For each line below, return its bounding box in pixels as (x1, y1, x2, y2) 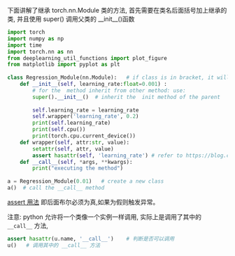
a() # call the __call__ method (7, 184, 105, 191)
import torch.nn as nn (7, 48, 73, 55)
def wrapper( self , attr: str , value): (20, 139, 130, 146)
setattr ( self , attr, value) (32, 145, 114, 152)
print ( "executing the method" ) (32, 165, 124, 172)
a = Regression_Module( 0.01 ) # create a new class (7, 178, 164, 185)
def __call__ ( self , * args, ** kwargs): (20, 158, 133, 165)
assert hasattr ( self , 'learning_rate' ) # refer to (32, 152, 183, 159)
